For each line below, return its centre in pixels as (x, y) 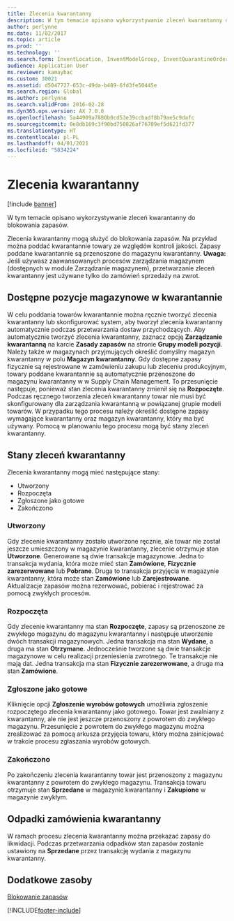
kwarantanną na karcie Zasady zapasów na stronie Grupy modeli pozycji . (115, 344)
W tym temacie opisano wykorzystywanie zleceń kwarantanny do (101, 217)
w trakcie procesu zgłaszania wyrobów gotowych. (79, 741)
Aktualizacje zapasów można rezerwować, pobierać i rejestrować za (106, 586)
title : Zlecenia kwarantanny (49, 14)
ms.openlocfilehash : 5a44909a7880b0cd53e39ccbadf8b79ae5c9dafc (101, 117)
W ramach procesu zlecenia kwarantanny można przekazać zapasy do (109, 836)
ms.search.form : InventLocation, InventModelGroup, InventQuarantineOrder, (119, 59)
